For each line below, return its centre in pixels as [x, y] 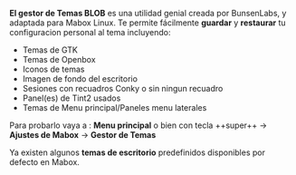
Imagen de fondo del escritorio [80, 79]
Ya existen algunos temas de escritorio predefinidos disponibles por [137, 152]
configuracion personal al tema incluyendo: [90, 32]
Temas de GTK [50, 50]
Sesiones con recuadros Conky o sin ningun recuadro [123, 88]
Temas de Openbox [59, 59]
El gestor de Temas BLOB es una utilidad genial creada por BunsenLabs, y [148, 13]
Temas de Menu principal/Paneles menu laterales [115, 107]
